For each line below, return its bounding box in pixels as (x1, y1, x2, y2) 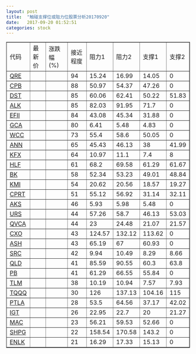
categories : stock (6, 25, 51, 31)
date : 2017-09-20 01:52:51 (6, 19, 77, 25)
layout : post (6, 8, 38, 15)
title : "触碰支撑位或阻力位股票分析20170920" (6, 14, 110, 20)
